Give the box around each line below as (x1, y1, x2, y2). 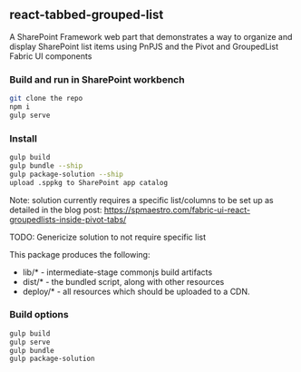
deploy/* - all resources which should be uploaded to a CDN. (22, 286, 251, 297)
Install (9, 132, 38, 144)
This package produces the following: (9, 249, 150, 259)
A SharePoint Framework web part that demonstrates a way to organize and (9, 31, 293, 42)
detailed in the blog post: (9, 204, 102, 215)
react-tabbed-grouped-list (9, 7, 164, 23)
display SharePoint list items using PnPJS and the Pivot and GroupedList (9, 41, 279, 52)
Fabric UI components (9, 50, 92, 62)
